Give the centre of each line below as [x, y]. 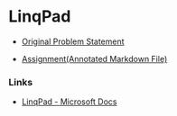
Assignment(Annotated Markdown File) [94, 58]
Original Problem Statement [73, 41]
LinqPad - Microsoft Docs [69, 102]
